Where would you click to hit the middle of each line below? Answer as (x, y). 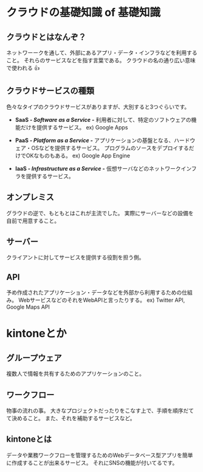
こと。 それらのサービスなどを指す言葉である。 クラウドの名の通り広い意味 (101, 60)
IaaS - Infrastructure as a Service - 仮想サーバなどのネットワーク (98, 168)
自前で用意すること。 (33, 221)
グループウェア (34, 358)
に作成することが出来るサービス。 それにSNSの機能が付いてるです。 (92, 463)
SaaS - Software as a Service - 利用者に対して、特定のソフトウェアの (103, 120)
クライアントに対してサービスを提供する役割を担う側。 (75, 257)
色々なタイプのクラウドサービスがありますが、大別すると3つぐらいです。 (98, 107)
